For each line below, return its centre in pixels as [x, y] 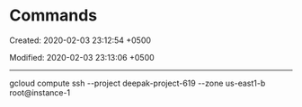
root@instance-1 [40, 92]
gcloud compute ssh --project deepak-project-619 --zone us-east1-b [138, 83]
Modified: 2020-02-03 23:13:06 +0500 [82, 57]
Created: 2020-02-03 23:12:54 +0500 [80, 40]
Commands [53, 16]
